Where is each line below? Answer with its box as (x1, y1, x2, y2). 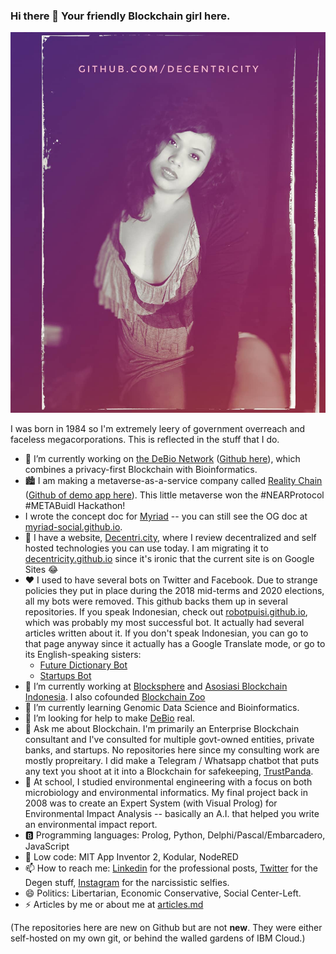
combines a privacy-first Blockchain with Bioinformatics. (24, 463, 258, 475)
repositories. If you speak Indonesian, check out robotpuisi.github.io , (24, 605, 308, 618)
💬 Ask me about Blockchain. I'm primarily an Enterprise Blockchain (24, 722, 300, 734)
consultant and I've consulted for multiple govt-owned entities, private (24, 733, 315, 745)
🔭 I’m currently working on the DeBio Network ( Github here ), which (24, 452, 301, 464)
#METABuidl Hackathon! (24, 499, 126, 511)
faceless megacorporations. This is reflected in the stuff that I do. (10, 433, 280, 445)
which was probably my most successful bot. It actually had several (24, 616, 305, 628)
